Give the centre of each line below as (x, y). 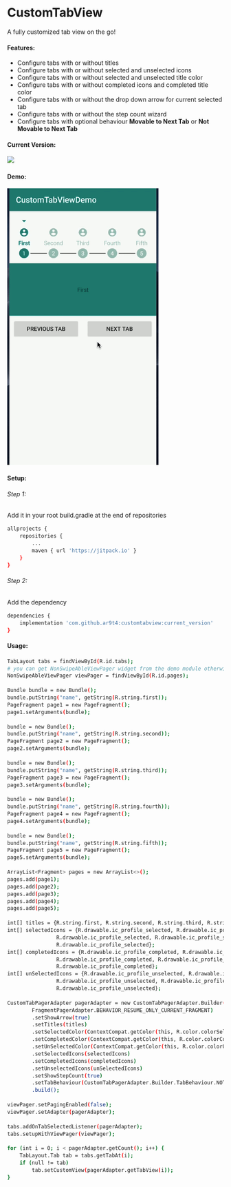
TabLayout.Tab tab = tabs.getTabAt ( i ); (77, 1156)
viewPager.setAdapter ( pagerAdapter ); (61, 1112)
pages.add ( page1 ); (33, 879)
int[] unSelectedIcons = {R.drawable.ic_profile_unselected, (97, 974)
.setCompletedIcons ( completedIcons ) (84, 1061)
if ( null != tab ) (44, 1163)
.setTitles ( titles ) (60, 1025)
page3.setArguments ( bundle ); (49, 785)
